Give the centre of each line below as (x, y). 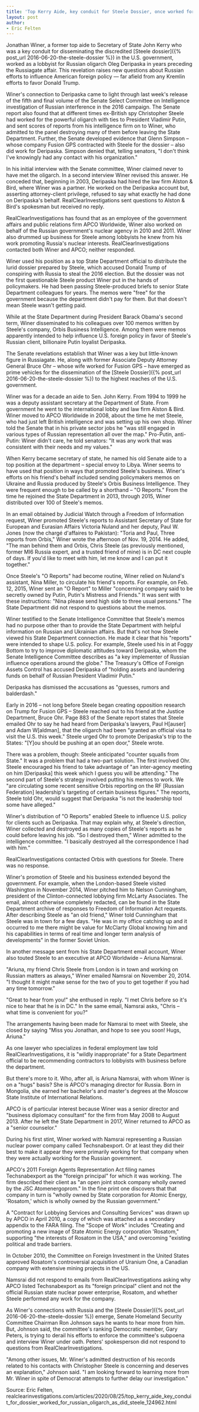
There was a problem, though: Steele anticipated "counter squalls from (93, 755)
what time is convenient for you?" (47, 1013)
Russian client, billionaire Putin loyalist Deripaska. (66, 342)
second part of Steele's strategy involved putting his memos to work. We (95, 780)
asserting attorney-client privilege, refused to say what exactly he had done (99, 194)
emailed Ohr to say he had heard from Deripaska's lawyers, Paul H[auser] (96, 724)
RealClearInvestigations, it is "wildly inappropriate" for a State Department (96, 1054)
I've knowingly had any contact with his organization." (72, 157)
